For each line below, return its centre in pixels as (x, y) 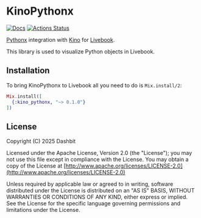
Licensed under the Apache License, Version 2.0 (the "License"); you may (99, 153)
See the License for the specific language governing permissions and (93, 203)
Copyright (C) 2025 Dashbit (41, 141)
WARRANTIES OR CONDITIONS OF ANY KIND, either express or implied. (97, 197)
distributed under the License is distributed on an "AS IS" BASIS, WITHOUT (100, 191)
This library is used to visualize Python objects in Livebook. (81, 51)
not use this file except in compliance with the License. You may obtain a (97, 160)
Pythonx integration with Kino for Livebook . (61, 39)
